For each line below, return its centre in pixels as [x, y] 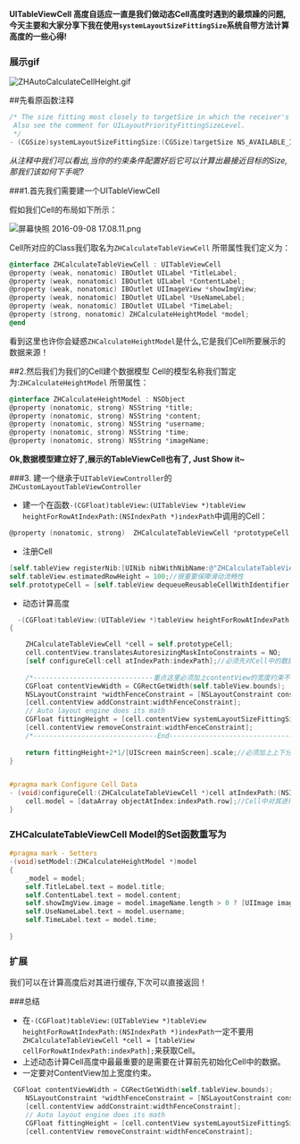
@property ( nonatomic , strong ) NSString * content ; [105, 416]
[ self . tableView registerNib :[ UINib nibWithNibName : [109, 568]
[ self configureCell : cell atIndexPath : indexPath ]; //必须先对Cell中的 [153, 661]
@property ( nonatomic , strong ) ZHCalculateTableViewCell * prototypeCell [150, 533]
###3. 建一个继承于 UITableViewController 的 [91, 479]
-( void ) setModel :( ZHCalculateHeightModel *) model [104, 862]
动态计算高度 [46, 603]
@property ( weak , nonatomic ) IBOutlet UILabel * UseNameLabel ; [127, 298]
